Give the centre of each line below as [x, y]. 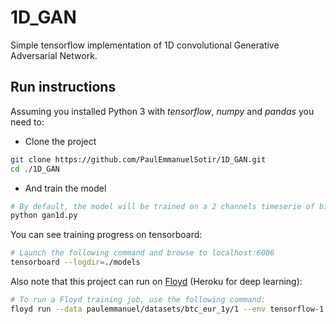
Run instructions [63, 87]
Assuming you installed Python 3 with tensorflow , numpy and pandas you [162, 111]
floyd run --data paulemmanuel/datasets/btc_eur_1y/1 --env [138, 309]
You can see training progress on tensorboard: [106, 235]
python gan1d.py [44, 216]
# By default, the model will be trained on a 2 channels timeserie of [162, 206]
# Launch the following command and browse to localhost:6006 [142, 253]
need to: [27, 122]
